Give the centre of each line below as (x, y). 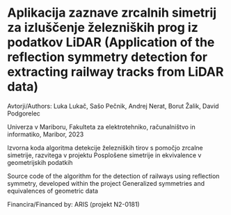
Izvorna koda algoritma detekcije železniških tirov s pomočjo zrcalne (105, 148)
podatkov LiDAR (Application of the (111, 42)
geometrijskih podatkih (40, 162)
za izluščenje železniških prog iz (103, 27)
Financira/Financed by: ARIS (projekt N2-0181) (74, 204)
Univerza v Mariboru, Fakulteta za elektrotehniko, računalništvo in (102, 127)
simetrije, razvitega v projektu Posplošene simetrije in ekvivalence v (104, 155)
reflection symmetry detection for (107, 57)
